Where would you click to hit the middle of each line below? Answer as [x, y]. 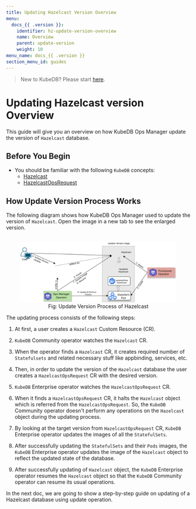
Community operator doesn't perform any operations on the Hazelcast [99, 411]
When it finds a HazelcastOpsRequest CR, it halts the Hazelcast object [97, 398]
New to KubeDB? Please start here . [63, 79]
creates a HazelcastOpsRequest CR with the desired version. [86, 375]
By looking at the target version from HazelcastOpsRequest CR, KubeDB [98, 428]
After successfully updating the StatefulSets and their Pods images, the [101, 446]
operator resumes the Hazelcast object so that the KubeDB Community [98, 476]
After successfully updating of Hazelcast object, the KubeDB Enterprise [99, 470]
